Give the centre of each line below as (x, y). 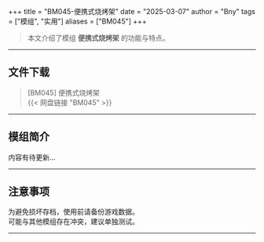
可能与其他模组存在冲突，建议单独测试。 (73, 222)
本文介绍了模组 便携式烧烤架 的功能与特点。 (98, 38)
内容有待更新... (32, 157)
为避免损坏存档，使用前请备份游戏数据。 (73, 212)
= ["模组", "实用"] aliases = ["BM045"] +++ (77, 21)
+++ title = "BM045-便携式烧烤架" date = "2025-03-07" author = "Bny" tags (132, 11)
